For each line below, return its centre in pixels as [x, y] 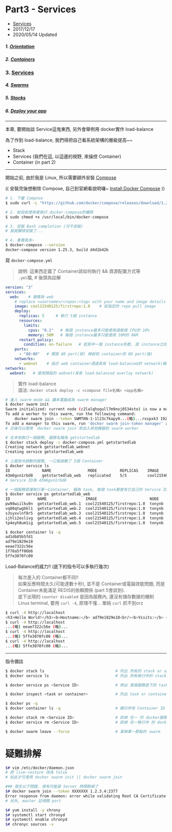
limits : [32, 325]
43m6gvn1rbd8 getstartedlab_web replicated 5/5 [66, 476]
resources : [30, 321]
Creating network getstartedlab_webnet [48, 447]
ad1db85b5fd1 [19, 537]
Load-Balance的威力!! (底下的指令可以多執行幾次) [57, 566]
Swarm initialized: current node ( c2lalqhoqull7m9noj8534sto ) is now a [83, 409]
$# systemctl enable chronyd [36, 820]
